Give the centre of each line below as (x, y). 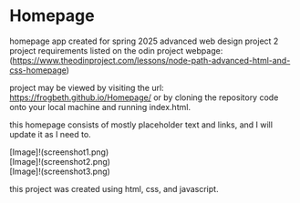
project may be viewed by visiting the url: (87, 87)
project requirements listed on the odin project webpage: (116, 50)
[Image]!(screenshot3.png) (60, 171)
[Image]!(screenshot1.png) (59, 152)
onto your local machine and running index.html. (100, 107)
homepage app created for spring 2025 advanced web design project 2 (144, 41)
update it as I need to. (50, 134)
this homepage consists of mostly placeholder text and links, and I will (141, 125)
